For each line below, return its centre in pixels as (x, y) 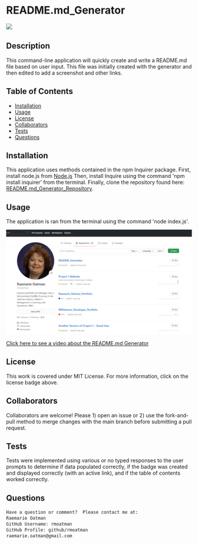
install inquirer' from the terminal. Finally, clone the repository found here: (95, 182)
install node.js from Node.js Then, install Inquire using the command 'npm (95, 176)
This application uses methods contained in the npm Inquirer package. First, (98, 170)
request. (16, 428)
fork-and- (177, 415)
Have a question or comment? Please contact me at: (72, 512)
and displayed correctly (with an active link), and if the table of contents (93, 473)
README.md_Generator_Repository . (50, 189)
